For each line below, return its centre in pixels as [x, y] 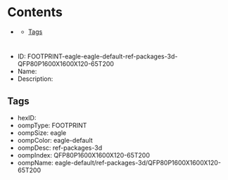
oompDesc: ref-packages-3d [60, 148]
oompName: [36, 162]
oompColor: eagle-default [55, 140]
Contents [35, 12]
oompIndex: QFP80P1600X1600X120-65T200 [83, 155]
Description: [35, 79]
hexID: [27, 117]
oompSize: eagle [42, 133]
